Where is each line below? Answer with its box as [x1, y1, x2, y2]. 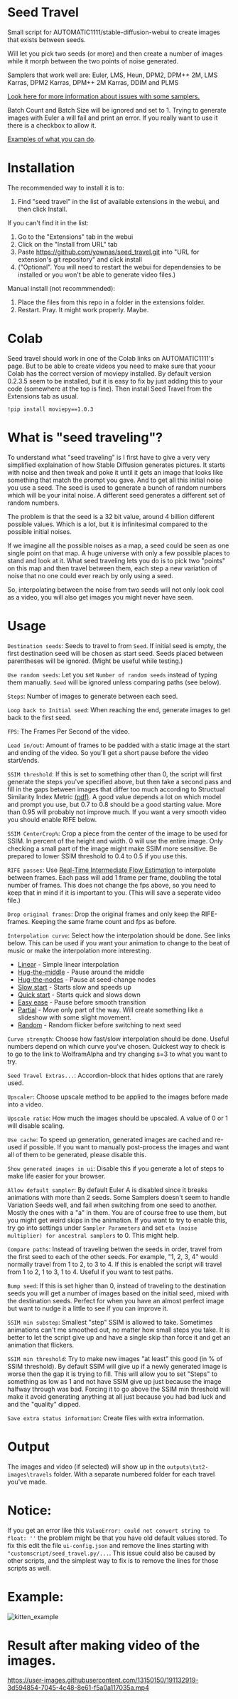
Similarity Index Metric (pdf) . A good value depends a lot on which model [7, 792, 222, 801]
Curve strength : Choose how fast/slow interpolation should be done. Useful [7, 1035, 229, 1043]
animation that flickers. [7, 1340, 75, 1349]
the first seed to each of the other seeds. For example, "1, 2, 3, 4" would [7, 1252, 219, 1261]
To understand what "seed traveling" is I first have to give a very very [7, 453, 210, 461]
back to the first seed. [7, 713, 72, 722]
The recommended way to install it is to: [7, 183, 124, 192]
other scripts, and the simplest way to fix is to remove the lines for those [7, 1556, 219, 1565]
